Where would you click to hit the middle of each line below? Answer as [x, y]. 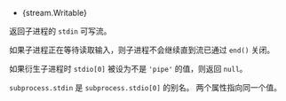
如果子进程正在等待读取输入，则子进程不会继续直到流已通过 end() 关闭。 [142, 50]
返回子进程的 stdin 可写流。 [60, 31]
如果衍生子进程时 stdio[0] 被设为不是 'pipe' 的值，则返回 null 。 [128, 69]
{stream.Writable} [54, 13]
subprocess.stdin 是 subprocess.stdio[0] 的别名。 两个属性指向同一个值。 [146, 87]
